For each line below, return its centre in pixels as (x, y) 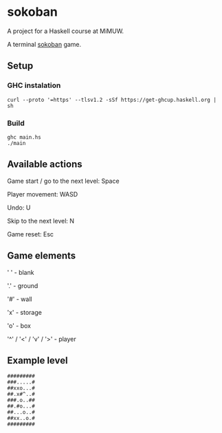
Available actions (45, 165)
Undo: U (19, 208)
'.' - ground (23, 285)
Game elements (42, 256)
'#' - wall (20, 299)
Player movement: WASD (43, 194)
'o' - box (19, 325)
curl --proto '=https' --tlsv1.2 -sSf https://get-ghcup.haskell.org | (112, 100)
